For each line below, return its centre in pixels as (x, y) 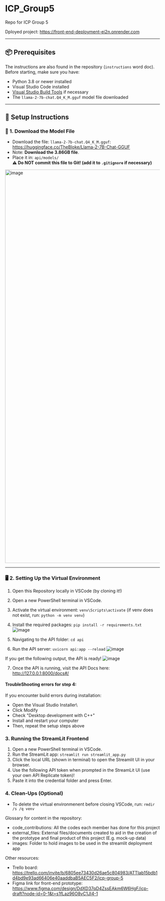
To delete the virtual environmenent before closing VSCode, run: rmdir (83, 804)
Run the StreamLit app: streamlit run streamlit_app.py (69, 754)
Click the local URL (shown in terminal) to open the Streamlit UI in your (83, 760)
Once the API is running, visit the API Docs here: (61, 668)
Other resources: (22, 858)
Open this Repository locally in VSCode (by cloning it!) (67, 591)
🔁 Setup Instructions (37, 117)
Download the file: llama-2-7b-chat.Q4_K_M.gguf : (62, 142)
